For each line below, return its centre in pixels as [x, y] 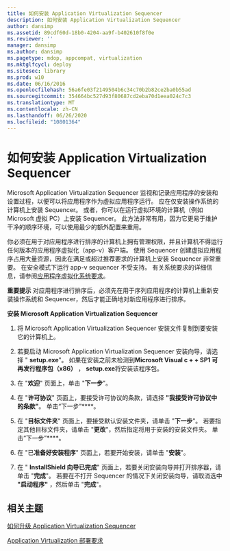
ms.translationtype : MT [41, 103]
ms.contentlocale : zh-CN [42, 109]
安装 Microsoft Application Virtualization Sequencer [82, 314]
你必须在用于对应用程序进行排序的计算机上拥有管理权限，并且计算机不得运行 [115, 242]
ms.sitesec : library [37, 71]
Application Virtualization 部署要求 [55, 541]
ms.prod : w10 [26, 77]
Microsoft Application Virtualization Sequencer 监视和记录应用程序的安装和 [113, 193]
